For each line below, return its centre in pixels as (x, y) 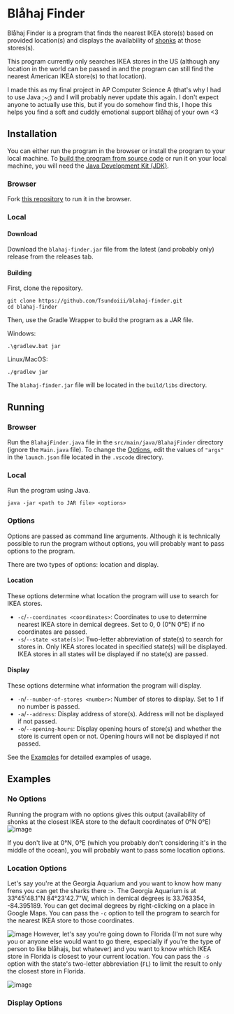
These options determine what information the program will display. (104, 686)
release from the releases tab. (50, 256)
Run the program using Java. (49, 491)
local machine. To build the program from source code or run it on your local (117, 158)
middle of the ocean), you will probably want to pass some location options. (116, 850)
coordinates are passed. (52, 632)
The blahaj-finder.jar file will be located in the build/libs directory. (107, 385)
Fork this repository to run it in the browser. (70, 199)
